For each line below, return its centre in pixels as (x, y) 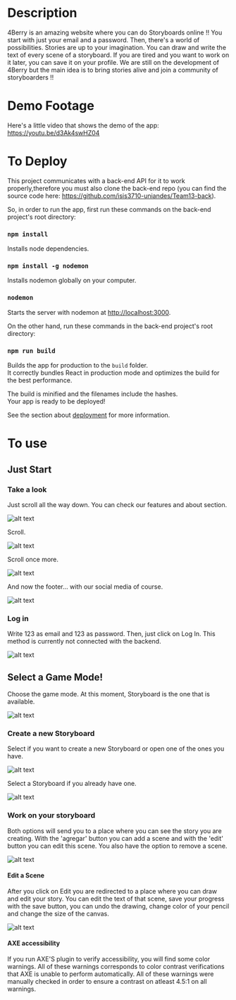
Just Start (30, 469)
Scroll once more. (33, 559)
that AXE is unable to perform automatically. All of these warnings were (111, 974)
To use (27, 443)
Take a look (27, 489)
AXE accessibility (34, 943)
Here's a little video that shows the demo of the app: (83, 125)
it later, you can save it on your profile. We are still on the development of (113, 62)
